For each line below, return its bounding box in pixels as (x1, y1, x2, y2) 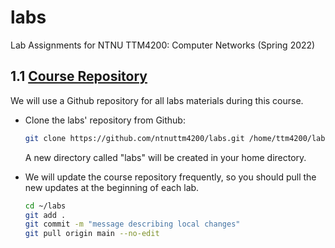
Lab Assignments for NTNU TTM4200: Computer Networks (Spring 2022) (10, 39, 316, 51)
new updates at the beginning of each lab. (24, 181, 200, 193)
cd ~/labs (24, 201, 67, 211)
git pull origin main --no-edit (24, 229, 160, 239)
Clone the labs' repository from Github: (24, 114, 186, 126)
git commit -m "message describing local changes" (24, 219, 241, 230)
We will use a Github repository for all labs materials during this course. (10, 94, 304, 106)
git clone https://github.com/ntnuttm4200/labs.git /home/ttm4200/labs (24, 133, 330, 143)
